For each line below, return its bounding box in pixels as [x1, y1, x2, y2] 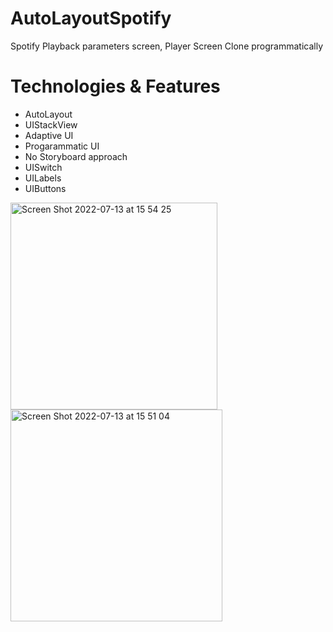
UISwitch [24, 161, 63, 173]
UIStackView [24, 118, 78, 131]
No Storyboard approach [24, 150, 128, 162]
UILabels [24, 172, 62, 184]
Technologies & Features [10, 75, 221, 98]
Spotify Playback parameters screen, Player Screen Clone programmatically [10, 40, 324, 52]
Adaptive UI [24, 129, 74, 141]
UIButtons [24, 182, 67, 194]
